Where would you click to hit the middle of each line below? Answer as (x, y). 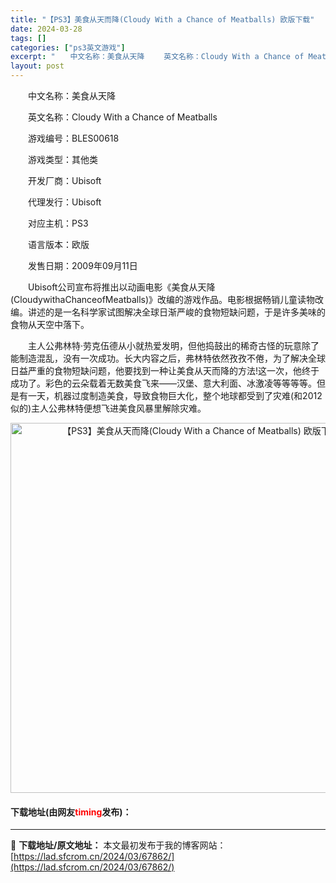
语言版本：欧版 (58, 244)
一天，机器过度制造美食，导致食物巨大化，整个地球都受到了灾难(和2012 (175, 395)
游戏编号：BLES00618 (73, 138)
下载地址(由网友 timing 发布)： (71, 812)
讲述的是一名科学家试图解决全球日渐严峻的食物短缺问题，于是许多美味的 (176, 312)
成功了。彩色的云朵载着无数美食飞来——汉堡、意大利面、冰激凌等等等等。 (163, 383)
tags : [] (28, 38)
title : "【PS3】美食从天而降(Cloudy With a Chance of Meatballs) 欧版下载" (162, 19)
